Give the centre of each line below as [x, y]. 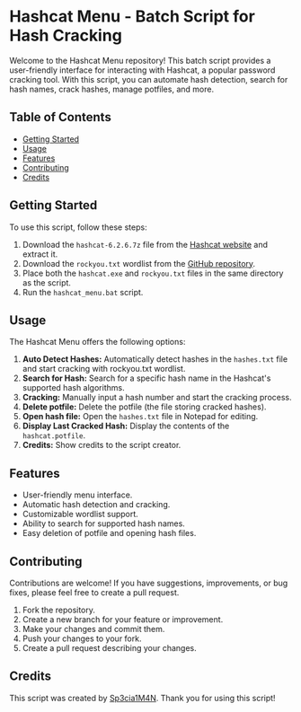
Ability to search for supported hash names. [104, 523]
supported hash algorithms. [73, 388]
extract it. [40, 254]
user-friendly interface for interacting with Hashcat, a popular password [142, 70]
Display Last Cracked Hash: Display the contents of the [126, 426]
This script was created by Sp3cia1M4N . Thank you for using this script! [142, 698]
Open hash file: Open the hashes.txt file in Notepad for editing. [140, 417]
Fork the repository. [59, 610]
